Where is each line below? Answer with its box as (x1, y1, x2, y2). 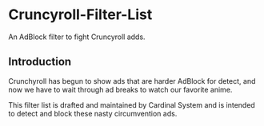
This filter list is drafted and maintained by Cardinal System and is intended (8, 100, 256, 109)
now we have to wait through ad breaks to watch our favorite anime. (8, 85, 233, 94)
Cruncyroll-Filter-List (8, 6, 153, 24)
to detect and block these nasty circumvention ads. (8, 108, 178, 118)
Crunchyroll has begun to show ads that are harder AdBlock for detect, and (8, 76, 256, 85)
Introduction (8, 55, 72, 69)
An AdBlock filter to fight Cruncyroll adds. (8, 32, 146, 41)
